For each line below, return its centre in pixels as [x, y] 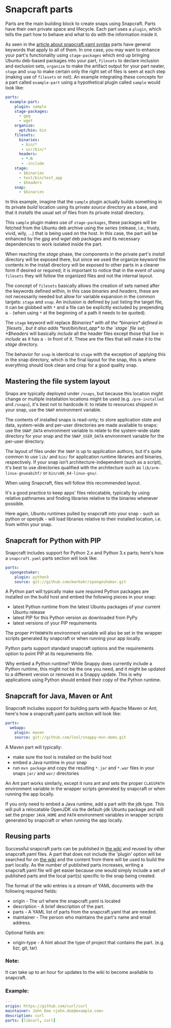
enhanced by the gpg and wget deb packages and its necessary [73, 239]
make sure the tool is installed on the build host [62, 757]
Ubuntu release [29, 612]
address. [22, 922]
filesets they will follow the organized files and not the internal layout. [79, 276]
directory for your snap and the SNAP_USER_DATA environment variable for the [85, 436]
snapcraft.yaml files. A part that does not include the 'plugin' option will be [83, 854]
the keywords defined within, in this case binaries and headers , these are [82, 291]
